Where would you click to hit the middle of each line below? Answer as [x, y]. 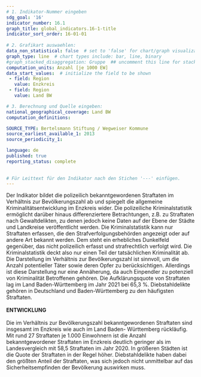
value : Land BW [33, 95]
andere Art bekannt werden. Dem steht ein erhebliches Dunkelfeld [88, 240]
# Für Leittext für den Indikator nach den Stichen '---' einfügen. [93, 178]
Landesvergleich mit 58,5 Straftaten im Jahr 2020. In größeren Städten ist [97, 348]
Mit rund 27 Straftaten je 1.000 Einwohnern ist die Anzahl [76, 336]
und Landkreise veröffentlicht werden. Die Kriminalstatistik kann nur [90, 227]
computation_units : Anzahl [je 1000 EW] [57, 68]
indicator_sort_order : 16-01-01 [46, 34]
